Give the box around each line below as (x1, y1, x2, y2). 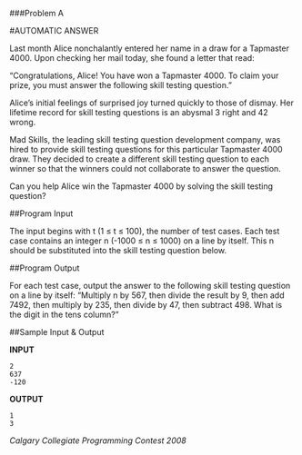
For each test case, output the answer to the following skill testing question (9, 281, 291, 291)
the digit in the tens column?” (9, 309, 120, 320)
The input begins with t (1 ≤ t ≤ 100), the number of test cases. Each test (9, 226, 280, 236)
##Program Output (9, 262, 80, 273)
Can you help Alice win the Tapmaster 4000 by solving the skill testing (9, 181, 274, 192)
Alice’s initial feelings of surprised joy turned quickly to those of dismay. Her (9, 97, 294, 108)
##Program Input (9, 208, 74, 219)
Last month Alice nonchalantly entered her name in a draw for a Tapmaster (9, 43, 289, 54)
